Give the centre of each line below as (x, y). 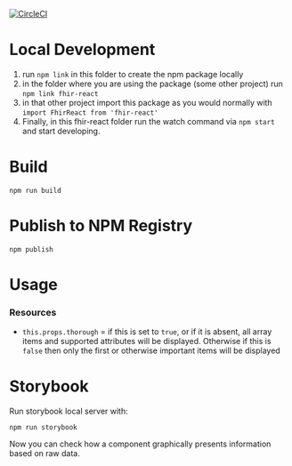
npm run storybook (43, 428)
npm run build (36, 190)
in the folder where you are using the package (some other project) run (152, 84)
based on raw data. (45, 454)
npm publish (31, 249)
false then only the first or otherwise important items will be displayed (151, 350)
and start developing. (61, 131)
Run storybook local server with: (69, 411)
